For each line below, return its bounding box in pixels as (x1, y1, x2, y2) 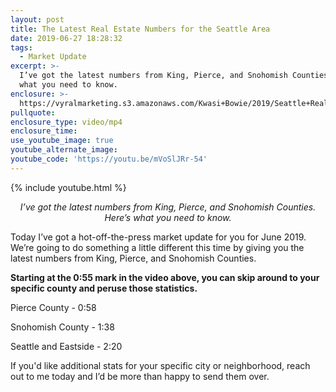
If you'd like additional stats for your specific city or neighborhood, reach (10, 359, 311, 371)
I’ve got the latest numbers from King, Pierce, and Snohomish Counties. (19, 201, 317, 213)
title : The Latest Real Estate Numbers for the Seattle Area (10, 24, 271, 34)
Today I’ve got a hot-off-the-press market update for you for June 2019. (10, 231, 307, 243)
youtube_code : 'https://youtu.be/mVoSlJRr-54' (10, 154, 208, 164)
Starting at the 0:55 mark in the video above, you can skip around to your (10, 271, 320, 283)
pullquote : (10, 107, 56, 118)
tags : (10, 42, 33, 53)
